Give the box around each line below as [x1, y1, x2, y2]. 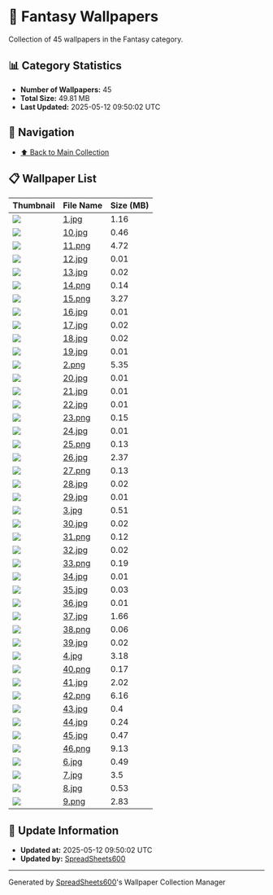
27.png [63, 465, 91, 476]
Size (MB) [110, 200, 149, 211]
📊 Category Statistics [8, 59, 122, 72]
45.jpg [63, 730, 88, 741]
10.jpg [63, 227, 88, 239]
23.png [63, 412, 91, 423]
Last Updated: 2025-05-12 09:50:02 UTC [19, 102, 161, 112]
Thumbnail [12, 200, 55, 211]
